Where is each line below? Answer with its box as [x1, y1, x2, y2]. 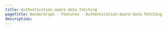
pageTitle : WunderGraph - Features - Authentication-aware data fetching [5, 12, 162, 17]
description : [5, 16, 32, 21]
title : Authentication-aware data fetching [5, 7, 97, 12]
